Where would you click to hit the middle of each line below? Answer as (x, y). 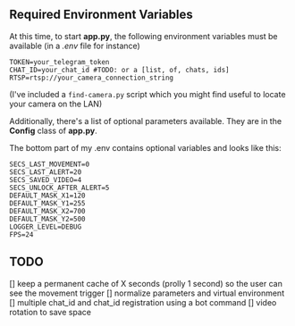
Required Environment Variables (101, 15)
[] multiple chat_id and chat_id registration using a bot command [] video (143, 302)
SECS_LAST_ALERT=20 (46, 172)
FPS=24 (21, 234)
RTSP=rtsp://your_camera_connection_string (92, 78)
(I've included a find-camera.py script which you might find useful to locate (147, 94)
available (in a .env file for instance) (75, 46)
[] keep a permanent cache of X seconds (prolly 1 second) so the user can (146, 283)
